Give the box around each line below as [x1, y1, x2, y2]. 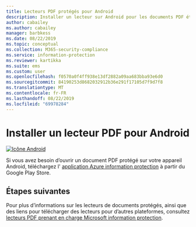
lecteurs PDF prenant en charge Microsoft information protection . [6, 214, 163, 221]
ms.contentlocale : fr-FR [6, 90, 66, 96]
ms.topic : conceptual [6, 42, 59, 47]
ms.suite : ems [6, 63, 41, 69]
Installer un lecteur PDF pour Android [6, 126, 190, 139]
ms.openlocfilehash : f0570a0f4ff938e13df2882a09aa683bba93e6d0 [6, 74, 163, 80]
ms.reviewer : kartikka [6, 57, 61, 63]
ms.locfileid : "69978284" [6, 101, 69, 107]
